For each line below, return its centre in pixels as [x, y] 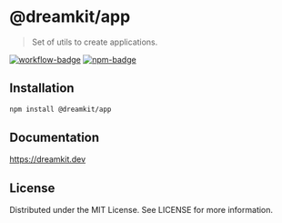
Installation [42, 88]
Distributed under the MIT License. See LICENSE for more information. [141, 210]
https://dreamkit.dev [48, 159]
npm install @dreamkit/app [60, 109]
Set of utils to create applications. [95, 42]
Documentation [55, 138]
